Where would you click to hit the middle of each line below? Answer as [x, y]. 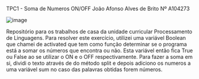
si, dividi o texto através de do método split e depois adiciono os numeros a [99, 63]
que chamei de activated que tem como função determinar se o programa [97, 44]
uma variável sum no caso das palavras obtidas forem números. [84, 69]
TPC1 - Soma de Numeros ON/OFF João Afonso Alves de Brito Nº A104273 [98, 9]
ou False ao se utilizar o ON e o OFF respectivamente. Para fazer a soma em [99, 57]
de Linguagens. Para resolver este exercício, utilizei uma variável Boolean [96, 38]
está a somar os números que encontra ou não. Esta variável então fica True [99, 50]
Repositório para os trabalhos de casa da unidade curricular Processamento [99, 31]
